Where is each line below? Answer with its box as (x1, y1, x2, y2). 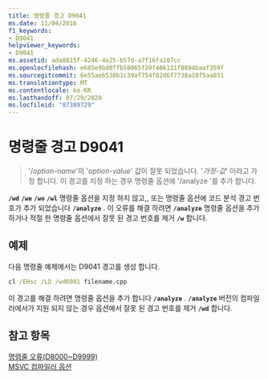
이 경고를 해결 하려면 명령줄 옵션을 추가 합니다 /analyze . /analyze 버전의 (8, 293, 239, 303)
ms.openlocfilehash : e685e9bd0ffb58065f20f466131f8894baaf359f (8, 64, 225, 72)
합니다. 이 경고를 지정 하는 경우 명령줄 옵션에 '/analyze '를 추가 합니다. (36, 176, 257, 186)
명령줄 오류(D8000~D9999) (8, 352, 98, 361)
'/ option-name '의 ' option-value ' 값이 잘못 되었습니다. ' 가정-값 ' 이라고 (27, 166, 250, 176)
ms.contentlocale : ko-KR (8, 86, 91, 95)
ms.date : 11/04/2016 (8, 19, 78, 27)
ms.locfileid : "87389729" (8, 101, 95, 109)
